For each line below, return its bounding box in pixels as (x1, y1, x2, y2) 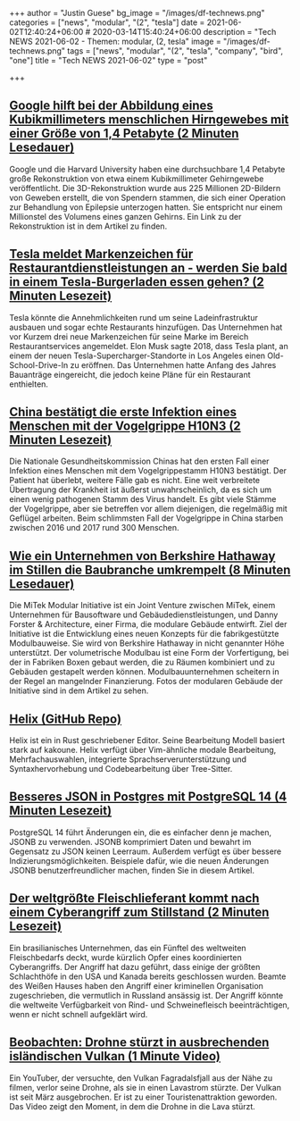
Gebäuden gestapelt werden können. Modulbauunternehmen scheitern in (9, 666, 279, 677)
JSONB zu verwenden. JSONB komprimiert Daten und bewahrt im (9, 836, 252, 847)
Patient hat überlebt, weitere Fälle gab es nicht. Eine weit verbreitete (9, 475, 261, 486)
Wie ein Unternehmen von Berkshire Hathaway (9, 548, 276, 564)
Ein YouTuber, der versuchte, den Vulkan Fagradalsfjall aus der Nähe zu (9, 1072, 273, 1083)
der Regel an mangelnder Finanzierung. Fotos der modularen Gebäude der (9, 676, 284, 687)
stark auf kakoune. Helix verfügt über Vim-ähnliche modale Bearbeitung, (9, 745, 277, 756)
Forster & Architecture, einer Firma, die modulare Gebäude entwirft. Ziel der (9, 619, 287, 630)
